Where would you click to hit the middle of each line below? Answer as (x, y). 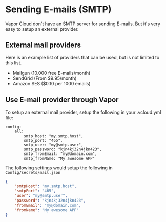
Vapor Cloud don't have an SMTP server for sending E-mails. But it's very (83, 24)
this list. (14, 63)
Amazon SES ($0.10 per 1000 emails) (51, 83)
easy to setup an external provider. (42, 29)
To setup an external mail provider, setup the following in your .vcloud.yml (83, 112)
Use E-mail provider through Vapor (62, 100)
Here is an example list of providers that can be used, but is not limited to (82, 57)
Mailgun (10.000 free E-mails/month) (51, 73)
